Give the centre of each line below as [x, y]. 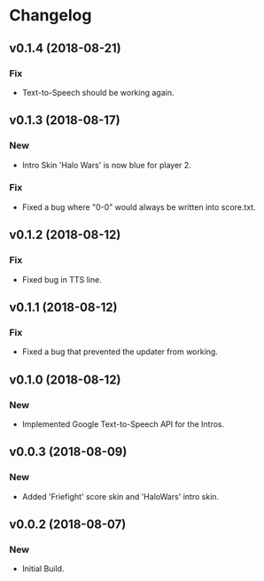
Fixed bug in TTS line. [62, 279]
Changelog [50, 15]
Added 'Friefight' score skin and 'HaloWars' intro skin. [120, 496]
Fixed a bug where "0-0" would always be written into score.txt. [139, 207]
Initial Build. [43, 569]
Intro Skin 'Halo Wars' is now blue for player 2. [107, 165]
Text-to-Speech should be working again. [98, 92]
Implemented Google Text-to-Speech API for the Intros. [123, 424]
